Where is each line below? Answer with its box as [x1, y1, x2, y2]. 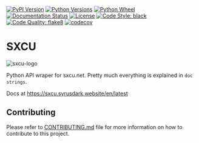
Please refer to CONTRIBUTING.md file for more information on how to [6, 123, 183, 130]
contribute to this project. [6, 130, 70, 137]
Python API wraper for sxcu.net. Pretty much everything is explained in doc [6, 71, 193, 79]
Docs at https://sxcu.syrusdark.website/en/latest [6, 90, 129, 97]
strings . [6, 78, 27, 85]
